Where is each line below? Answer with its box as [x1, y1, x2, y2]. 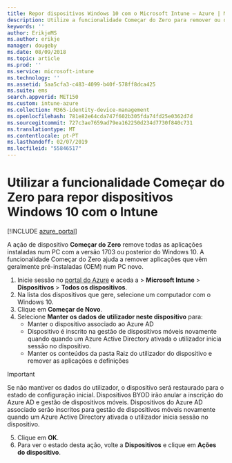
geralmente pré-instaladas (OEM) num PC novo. [7, 262, 144, 270]
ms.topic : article [7, 55, 60, 62]
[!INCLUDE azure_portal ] [7, 227, 77, 235]
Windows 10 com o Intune [7, 205, 158, 220]
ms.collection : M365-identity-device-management [7, 106, 150, 113]
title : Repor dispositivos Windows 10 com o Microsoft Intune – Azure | [7, 10, 221, 17]
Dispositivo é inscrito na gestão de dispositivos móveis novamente [27, 327, 217, 335]
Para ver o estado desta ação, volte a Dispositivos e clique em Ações [17, 440, 217, 449]
